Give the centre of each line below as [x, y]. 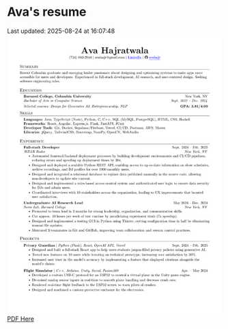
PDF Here [21, 319]
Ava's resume [47, 12]
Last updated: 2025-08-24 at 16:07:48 [61, 31]
